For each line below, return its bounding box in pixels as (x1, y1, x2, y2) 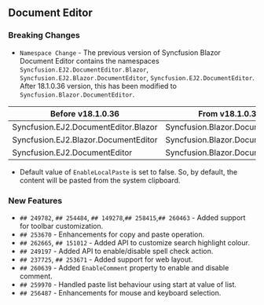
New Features (8, 195, 63, 206)
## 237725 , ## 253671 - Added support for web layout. (19, 255, 193, 264)
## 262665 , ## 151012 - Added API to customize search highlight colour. (19, 237, 250, 247)
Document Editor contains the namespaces (19, 56, 159, 65)
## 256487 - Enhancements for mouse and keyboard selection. (19, 288, 222, 297)
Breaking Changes (8, 30, 81, 41)
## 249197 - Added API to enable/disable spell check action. (19, 246, 214, 255)
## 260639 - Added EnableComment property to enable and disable (19, 263, 229, 272)
